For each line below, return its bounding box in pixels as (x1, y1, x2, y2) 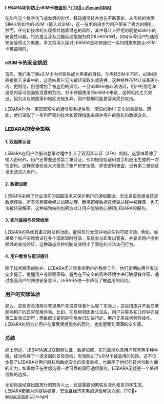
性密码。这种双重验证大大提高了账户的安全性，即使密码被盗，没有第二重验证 (5, 163, 159, 168)
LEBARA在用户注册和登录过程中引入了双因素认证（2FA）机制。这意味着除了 (5, 150, 158, 156)
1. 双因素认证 (5, 139, 31, 144)
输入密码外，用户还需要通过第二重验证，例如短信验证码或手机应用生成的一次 (5, 157, 159, 163)
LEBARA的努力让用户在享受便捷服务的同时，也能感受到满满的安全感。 (5, 321, 145, 327)
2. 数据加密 (5, 181, 28, 187)
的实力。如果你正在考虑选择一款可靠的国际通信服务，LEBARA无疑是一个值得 (5, 365, 159, 371)
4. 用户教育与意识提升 (5, 253, 49, 259)
